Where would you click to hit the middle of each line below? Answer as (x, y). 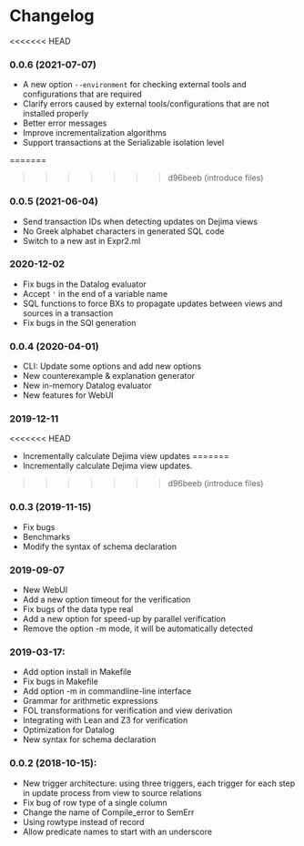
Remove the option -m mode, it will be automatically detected (137, 628)
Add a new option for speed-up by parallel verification (124, 619)
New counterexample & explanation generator (109, 376)
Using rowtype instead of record (83, 821)
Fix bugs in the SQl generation (79, 322)
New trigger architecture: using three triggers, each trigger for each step (159, 783)
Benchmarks (46, 536)
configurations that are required (82, 94)
